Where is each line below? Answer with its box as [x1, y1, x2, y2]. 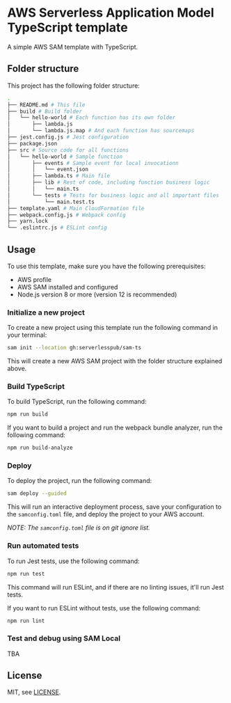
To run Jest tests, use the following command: [7, 557, 141, 565]
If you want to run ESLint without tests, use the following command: [7, 603, 201, 612]
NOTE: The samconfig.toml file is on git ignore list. [7, 523, 151, 532]
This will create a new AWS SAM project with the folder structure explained [7, 357, 223, 365]
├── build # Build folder [7, 108, 82, 115]
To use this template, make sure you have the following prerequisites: [7, 262, 206, 270]
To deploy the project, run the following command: [7, 477, 152, 485]
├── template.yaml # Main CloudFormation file [7, 205, 145, 212]
